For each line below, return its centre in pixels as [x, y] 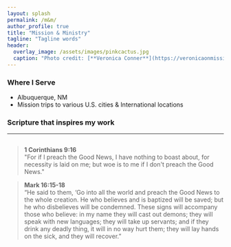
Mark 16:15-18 [44, 185]
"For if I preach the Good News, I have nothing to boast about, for [117, 157]
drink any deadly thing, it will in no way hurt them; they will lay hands [121, 229]
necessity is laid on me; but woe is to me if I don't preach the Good [119, 164]
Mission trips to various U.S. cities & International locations [100, 105]
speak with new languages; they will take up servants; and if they [116, 222]
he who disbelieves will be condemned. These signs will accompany [121, 207]
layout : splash [29, 13]
